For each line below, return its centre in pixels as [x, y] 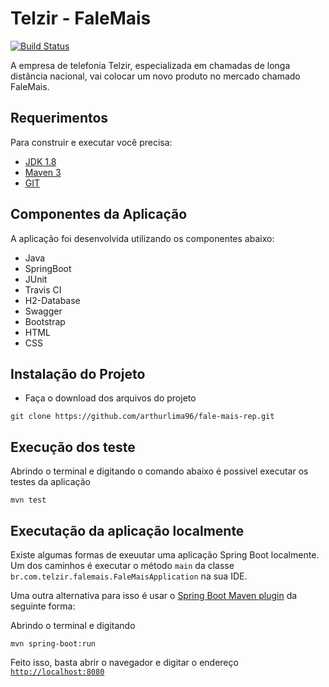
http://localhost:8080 [57, 672]
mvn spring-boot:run [53, 644]
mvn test [28, 500]
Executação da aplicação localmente [127, 530]
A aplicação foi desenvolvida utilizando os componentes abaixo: [142, 238]
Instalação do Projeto [78, 373]
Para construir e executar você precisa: [91, 142]
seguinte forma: [43, 606]
